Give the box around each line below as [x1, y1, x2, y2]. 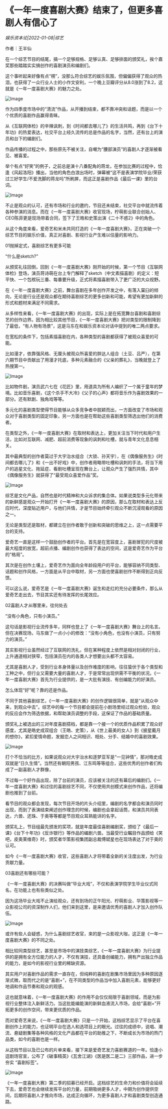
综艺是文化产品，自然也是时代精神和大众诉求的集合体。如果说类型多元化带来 [5, 492, 163, 498]
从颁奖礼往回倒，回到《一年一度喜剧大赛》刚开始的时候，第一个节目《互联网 [5, 264, 163, 270]
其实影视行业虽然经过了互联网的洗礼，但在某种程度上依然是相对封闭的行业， [5, 646, 163, 653]
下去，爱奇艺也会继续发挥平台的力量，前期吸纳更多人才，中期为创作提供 [5, 1086, 154, 1092]
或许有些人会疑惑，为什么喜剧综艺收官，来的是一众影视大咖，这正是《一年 [5, 930, 158, 937]
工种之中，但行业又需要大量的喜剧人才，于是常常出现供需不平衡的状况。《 [5, 670, 156, 676]
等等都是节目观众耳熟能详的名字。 [48, 813, 119, 819]
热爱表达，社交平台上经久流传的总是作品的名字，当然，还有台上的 [22, 129, 158, 135]
